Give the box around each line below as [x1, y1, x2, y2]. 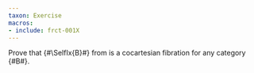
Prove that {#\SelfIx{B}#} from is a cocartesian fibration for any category [8, 48, 246, 58]
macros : [8, 19, 34, 27]
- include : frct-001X [8, 26, 80, 34]
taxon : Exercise [8, 11, 62, 20]
